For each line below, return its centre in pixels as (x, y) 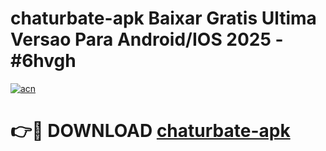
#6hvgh (43, 61)
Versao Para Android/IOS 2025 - (147, 39)
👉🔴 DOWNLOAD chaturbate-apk (150, 131)
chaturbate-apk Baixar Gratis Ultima (163, 18)
